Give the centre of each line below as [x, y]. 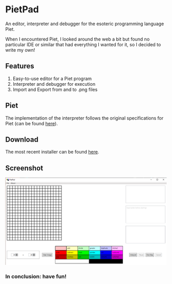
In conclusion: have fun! [36, 277]
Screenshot [24, 168]
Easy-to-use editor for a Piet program [52, 79]
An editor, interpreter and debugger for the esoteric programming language [85, 24]
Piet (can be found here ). [31, 123]
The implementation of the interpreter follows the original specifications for [84, 118]
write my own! [20, 50]
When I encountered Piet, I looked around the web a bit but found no [78, 39]
